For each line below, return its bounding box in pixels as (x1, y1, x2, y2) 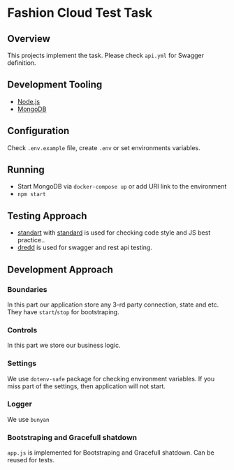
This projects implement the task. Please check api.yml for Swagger (7, 51, 205, 59)
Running (7, 164, 45, 176)
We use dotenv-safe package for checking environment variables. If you (7, 374, 215, 383)
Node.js (17, 97, 41, 105)
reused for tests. (7, 456, 54, 464)
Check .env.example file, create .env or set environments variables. (7, 143, 200, 152)
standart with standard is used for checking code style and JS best (17, 228, 211, 237)
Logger (7, 399, 33, 409)
